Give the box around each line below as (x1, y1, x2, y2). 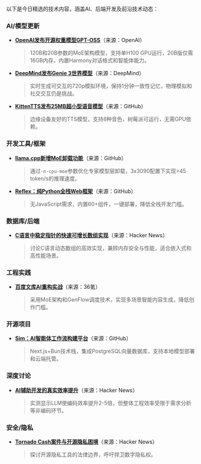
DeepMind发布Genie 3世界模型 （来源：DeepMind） (14, 70, 145, 77)
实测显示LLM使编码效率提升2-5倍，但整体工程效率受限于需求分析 (29, 399, 192, 406)
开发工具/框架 (6, 140, 46, 148)
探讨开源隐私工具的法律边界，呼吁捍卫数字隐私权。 (29, 451, 157, 459)
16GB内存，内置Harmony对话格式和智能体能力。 (29, 57, 150, 64)
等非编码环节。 (29, 407, 67, 414)
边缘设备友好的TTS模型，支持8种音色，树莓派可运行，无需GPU (29, 116, 187, 123)
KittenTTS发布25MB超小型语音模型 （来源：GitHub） (14, 103, 147, 110)
